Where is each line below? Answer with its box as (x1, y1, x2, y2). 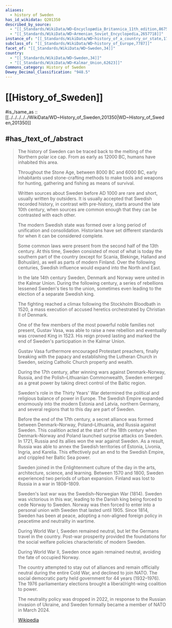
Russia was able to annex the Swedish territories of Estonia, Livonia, (17, 443, 162, 450)
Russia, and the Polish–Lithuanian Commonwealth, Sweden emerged (17, 374, 163, 380)
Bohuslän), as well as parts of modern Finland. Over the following (17, 259, 156, 265)
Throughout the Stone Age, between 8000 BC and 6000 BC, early (17, 169, 158, 175)
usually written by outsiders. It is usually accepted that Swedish (17, 195, 152, 201)
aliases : (5, 7, 24, 13)
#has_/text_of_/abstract (5, 135, 83, 143)
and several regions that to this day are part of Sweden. (17, 406, 136, 412)
